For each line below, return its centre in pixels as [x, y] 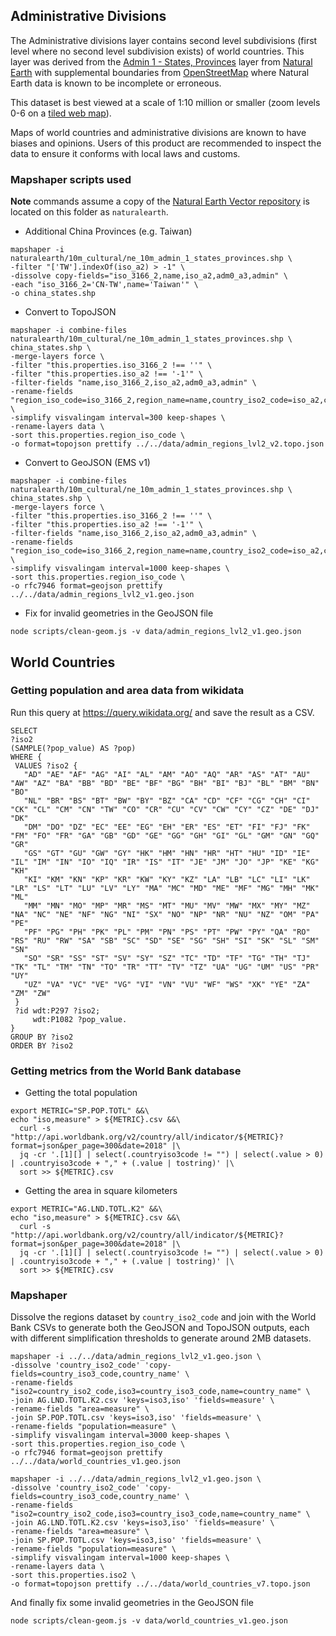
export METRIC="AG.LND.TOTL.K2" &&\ [86, 1209]
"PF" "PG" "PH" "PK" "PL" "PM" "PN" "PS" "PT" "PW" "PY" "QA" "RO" [167, 932]
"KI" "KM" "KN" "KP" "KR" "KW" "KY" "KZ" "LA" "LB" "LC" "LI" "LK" [167, 879]
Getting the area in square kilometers [101, 1191]
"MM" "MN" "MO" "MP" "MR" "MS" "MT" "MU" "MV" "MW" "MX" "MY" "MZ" [167, 905]
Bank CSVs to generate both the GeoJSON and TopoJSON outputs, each [160, 1328]
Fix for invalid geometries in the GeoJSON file [119, 613]
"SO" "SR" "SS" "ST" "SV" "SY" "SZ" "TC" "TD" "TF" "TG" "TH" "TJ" [167, 958]
